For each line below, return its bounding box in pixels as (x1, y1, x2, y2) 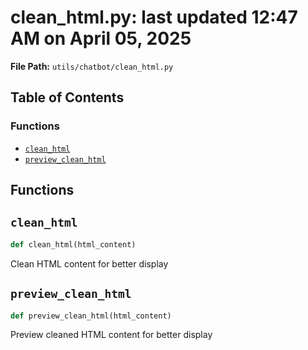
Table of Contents (10, 89, 125, 106)
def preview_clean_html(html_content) (10, 311, 172, 321)
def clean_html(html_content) (10, 239, 137, 250)
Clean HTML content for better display (10, 257, 169, 270)
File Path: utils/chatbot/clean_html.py (10, 60, 174, 72)
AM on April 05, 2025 (10, 27, 192, 50)
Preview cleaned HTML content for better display (10, 329, 213, 341)
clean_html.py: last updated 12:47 (10, 6, 298, 29)
